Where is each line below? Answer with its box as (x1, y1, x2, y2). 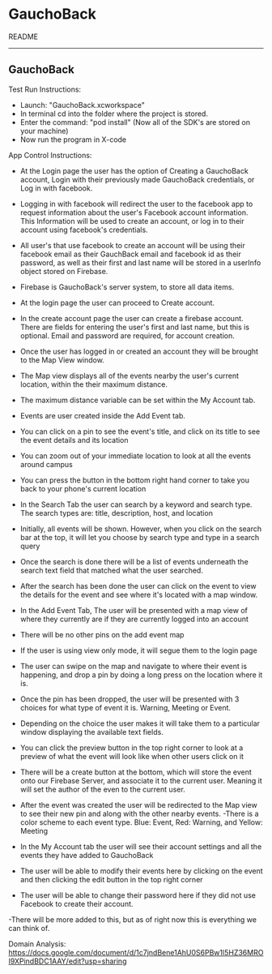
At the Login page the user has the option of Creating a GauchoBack (19, 165, 249, 175)
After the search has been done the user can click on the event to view (19, 581, 257, 590)
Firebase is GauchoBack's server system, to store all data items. (19, 281, 235, 292)
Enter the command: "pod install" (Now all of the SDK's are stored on (19, 117, 251, 127)
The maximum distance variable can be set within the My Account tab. (19, 395, 256, 405)
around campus (19, 459, 73, 469)
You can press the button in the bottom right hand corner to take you (19, 475, 249, 485)
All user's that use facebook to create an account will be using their (19, 240, 245, 250)
